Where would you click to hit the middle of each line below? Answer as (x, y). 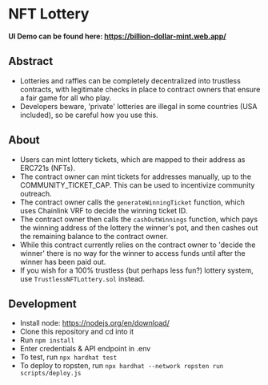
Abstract (31, 61)
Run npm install (47, 340)
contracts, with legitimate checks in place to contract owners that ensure (140, 89)
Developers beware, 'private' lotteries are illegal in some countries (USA (138, 106)
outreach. (36, 193)
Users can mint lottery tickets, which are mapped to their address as (132, 159)
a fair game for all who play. (66, 98)
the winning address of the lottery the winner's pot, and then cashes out (139, 227)
